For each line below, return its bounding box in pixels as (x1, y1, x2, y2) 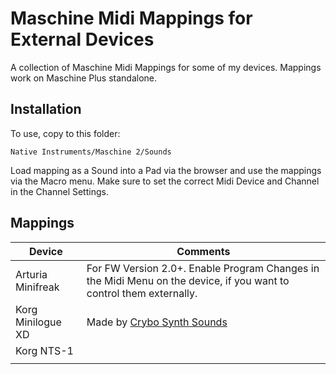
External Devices (10, 28, 155, 51)
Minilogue (15, 315, 62, 329)
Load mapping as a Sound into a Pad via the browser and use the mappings (10, 164, 322, 176)
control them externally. (86, 286, 198, 300)
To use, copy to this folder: (10, 127, 121, 139)
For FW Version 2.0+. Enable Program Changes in (86, 261, 320, 275)
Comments (176, 244, 231, 258)
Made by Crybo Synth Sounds (86, 315, 228, 329)
